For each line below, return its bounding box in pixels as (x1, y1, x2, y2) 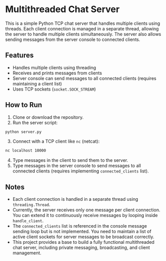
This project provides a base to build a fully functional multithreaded (12, 239, 155, 245)
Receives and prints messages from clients (12, 70, 102, 76)
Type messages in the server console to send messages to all (12, 163, 141, 169)
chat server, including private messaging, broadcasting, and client (12, 244, 150, 251)
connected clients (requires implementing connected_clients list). (12, 168, 149, 174)
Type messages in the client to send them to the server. (12, 157, 129, 163)
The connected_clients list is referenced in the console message (12, 223, 147, 229)
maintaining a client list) (12, 80, 62, 86)
